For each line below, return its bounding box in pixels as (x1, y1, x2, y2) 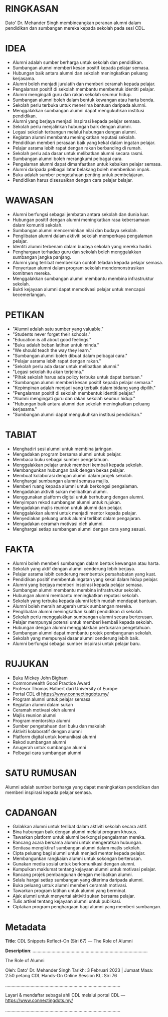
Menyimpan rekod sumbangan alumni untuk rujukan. (12, 499, 121, 505)
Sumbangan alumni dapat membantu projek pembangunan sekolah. (12, 630, 153, 636)
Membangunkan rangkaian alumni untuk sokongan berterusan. (12, 855, 142, 861)
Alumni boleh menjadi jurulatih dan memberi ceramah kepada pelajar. (12, 81, 155, 87)
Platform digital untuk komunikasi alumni (12, 734, 96, 740)
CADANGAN (5, 807, 57, 818)
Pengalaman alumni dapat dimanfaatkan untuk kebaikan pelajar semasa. (12, 161, 162, 167)
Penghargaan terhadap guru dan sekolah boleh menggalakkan (12, 249, 141, 255)
